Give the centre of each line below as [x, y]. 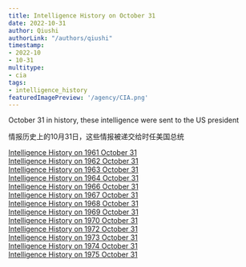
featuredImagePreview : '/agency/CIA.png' [79, 98]
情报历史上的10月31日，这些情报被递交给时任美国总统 [96, 137]
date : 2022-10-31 [37, 23]
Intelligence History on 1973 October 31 [73, 237]
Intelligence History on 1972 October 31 [73, 229]
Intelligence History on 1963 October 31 [73, 169]
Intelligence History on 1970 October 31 [73, 221]
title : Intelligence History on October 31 [82, 16]
